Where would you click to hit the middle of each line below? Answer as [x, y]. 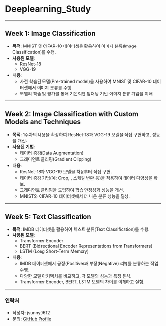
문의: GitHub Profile [32, 319]
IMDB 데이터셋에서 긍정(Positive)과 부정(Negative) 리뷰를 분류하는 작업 [89, 264]
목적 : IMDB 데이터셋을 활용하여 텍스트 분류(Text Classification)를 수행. [81, 229]
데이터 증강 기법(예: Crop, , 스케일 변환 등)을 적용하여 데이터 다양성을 [86, 178]
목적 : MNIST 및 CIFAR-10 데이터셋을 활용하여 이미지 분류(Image [74, 46]
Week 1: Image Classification [50, 33]
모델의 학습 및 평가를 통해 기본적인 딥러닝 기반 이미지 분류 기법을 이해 [86, 93]
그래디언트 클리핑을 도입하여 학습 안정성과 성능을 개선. [72, 190]
